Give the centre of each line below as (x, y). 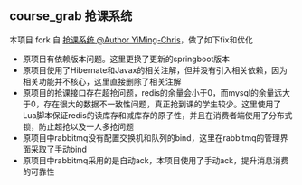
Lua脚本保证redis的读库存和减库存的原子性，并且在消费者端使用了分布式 (157, 115)
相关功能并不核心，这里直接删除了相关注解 (102, 81)
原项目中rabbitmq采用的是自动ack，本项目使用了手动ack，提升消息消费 (156, 160)
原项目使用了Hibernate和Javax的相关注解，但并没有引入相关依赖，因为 (155, 69)
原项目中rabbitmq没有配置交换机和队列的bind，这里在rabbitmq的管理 (151, 137)
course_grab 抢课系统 (71, 16)
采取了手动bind (59, 149)
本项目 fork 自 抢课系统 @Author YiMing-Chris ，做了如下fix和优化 (131, 40)
